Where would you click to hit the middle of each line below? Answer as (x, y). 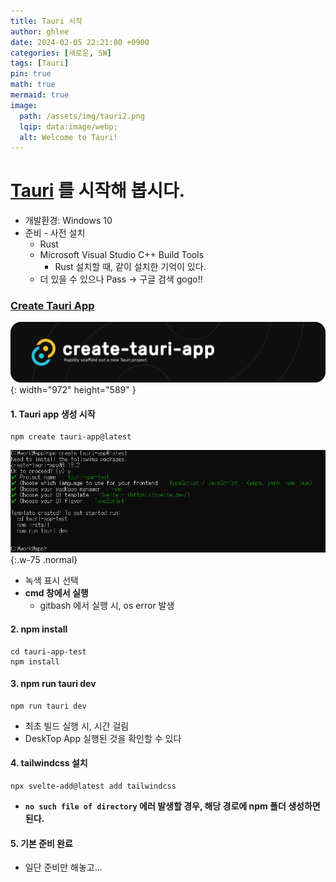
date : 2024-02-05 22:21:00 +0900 (80, 42)
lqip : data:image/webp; (68, 126)
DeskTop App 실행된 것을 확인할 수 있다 (103, 738)
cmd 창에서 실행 (56, 593)
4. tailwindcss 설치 (49, 763)
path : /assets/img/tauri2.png (82, 116)
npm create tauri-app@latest (71, 437)
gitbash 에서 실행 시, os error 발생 (107, 606)
